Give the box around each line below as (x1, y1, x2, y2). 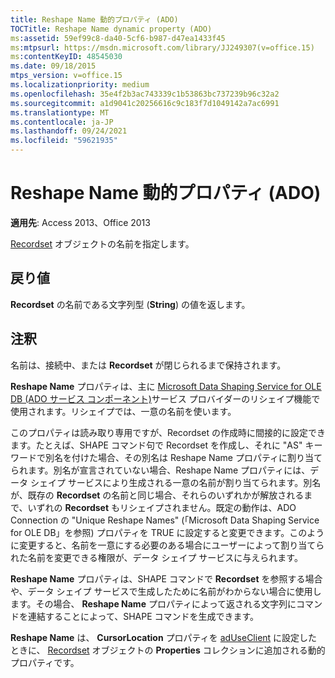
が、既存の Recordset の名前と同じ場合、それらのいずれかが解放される (10, 489, 305, 501)
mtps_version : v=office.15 (10, 71, 123, 81)
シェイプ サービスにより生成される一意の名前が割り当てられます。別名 (29, 476, 322, 488)
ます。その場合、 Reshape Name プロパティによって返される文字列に (10, 597, 297, 610)
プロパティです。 (10, 656, 80, 668)
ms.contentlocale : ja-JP (10, 117, 114, 127)
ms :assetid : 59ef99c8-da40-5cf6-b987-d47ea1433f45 (10, 33, 226, 43)
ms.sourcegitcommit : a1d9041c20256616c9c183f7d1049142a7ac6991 (10, 98, 280, 108)
